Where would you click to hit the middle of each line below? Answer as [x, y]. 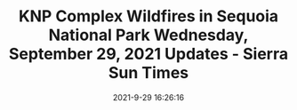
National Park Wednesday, [148, 35]
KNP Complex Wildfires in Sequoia [148, 16]
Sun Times [148, 73]
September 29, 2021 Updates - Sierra [148, 54]
